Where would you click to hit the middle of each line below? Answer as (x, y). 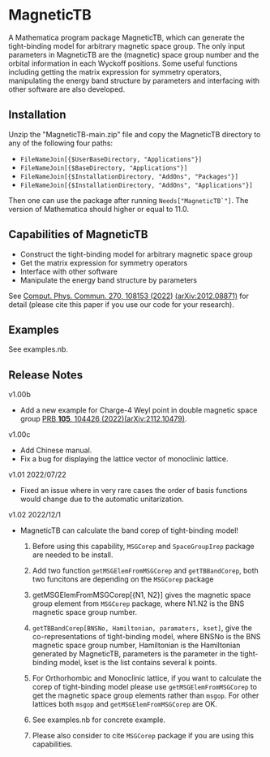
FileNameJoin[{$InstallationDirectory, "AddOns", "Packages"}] (129, 176)
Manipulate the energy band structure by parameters (108, 280)
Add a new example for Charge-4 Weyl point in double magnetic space (139, 410)
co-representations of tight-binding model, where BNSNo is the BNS (146, 637)
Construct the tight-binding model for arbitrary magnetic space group (136, 254)
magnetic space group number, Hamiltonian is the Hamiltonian (136, 645)
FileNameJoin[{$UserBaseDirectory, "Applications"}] (111, 159)
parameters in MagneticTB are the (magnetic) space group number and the (134, 54)
